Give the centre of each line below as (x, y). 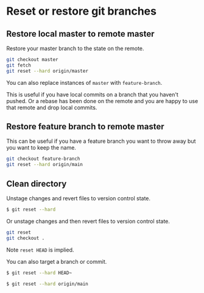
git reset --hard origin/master (47, 71)
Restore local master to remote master (80, 34)
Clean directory (37, 183)
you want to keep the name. (41, 148)
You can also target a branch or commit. (57, 261)
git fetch (19, 65)
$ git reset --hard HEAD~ (39, 273)
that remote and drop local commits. (52, 107)
